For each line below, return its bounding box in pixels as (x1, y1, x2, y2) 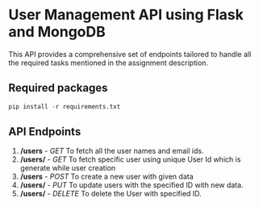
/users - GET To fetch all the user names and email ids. (19, 146, 204, 156)
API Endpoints (8, 125, 81, 138)
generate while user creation (19, 163, 116, 173)
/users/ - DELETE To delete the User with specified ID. (19, 189, 202, 199)
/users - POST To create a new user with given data (19, 171, 194, 182)
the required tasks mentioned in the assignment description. (8, 58, 208, 68)
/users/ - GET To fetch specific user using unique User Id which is (19, 154, 241, 164)
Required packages (8, 81, 108, 95)
